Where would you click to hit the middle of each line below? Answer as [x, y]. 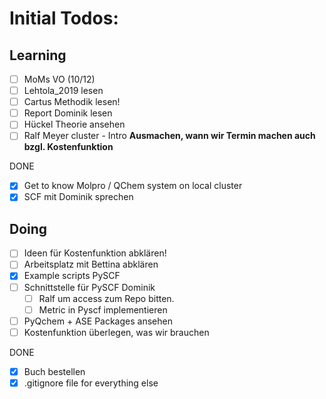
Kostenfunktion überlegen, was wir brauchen [116, 332]
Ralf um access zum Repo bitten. [106, 298]
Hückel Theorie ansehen [74, 124]
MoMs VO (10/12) [59, 79]
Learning [38, 55]
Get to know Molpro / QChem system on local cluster [133, 186]
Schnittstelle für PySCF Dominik [89, 287]
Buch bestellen [54, 371]
